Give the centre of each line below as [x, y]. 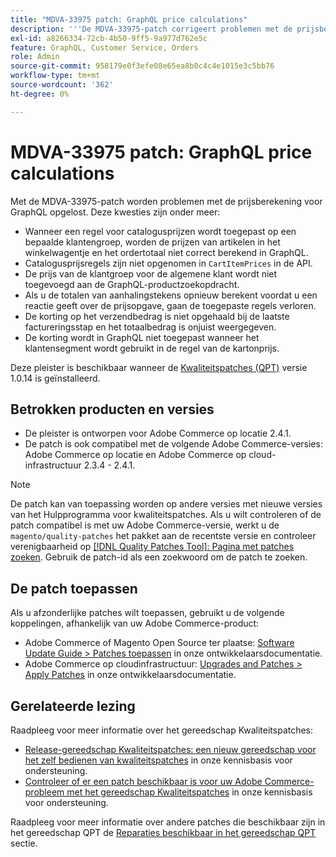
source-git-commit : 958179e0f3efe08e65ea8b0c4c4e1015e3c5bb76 [142, 66]
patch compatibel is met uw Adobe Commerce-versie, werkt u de [145, 525]
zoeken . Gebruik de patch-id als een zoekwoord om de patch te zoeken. [159, 557]
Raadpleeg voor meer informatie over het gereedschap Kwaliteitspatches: [162, 730]
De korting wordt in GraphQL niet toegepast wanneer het [142, 337]
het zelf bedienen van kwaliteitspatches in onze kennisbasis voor [158, 760]
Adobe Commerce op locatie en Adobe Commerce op [135, 455]
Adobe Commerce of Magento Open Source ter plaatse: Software [159, 643]
